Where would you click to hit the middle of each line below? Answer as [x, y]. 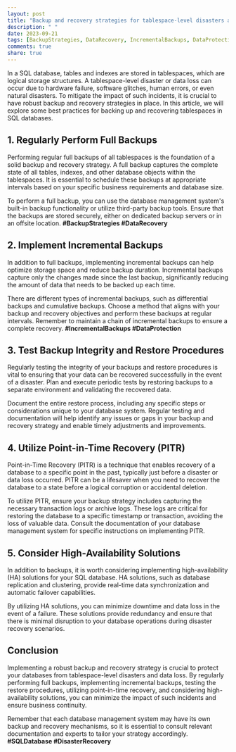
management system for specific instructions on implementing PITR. [106, 531]
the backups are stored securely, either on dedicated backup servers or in [114, 215]
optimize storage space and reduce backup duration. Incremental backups [115, 270]
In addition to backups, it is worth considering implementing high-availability [118, 570]
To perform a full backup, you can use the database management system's [116, 201]
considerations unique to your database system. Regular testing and [106, 411]
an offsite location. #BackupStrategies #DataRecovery [87, 223]
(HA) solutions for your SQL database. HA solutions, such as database [109, 577]
